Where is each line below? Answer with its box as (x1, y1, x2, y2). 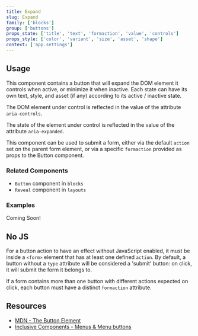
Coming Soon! (6, 215, 41, 222)
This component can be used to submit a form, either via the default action (6, 139, 190, 146)
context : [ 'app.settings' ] (6, 42, 73, 48)
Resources (6, 301, 47, 311)
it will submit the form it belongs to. (6, 266, 92, 273)
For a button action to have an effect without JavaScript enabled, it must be (6, 247, 190, 255)
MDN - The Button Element (14, 316, 81, 324)
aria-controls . (6, 110, 43, 117)
